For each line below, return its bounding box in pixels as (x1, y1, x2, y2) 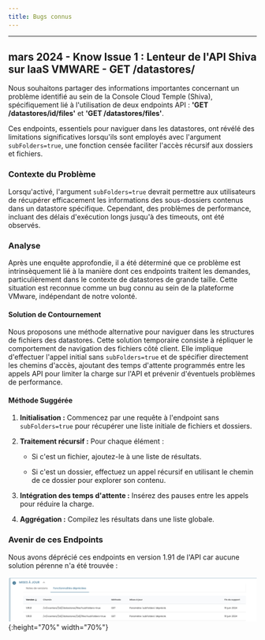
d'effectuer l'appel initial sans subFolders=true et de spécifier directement (8, 352, 248, 362)
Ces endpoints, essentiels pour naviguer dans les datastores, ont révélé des (8, 124, 255, 133)
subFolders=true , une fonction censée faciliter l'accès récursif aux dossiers (8, 140, 254, 150)
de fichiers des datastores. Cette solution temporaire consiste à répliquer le (8, 335, 254, 345)
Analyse (8, 240, 41, 251)
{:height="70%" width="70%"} (8, 623, 109, 632)
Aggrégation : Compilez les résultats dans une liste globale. (19, 515, 215, 524)
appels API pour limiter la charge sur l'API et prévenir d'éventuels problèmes (8, 369, 256, 379)
